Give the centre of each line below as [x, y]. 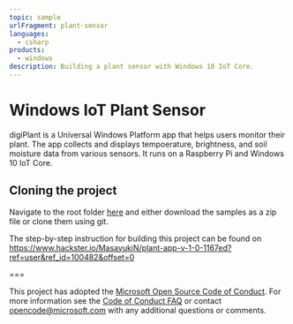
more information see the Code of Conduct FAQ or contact [116, 300]
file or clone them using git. [59, 221]
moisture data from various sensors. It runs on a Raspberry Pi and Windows [147, 153]
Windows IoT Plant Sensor [107, 110]
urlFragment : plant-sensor [59, 26]
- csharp [33, 42]
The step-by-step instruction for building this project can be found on [135, 238]
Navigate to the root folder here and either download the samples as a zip [143, 212]
